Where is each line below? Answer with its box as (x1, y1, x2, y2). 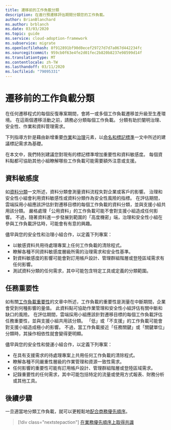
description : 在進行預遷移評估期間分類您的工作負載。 (5, 12, 107, 17)
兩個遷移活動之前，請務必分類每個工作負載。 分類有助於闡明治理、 (24, 117, 164, 123)
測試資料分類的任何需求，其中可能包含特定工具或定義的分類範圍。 (12, 267, 151, 273)
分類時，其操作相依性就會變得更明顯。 (5, 330, 85, 337)
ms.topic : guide (5, 31, 40, 36)
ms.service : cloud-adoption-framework (5, 36, 88, 41)
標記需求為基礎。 (9, 140, 46, 146)
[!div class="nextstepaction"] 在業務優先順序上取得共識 (17, 419, 134, 425)
